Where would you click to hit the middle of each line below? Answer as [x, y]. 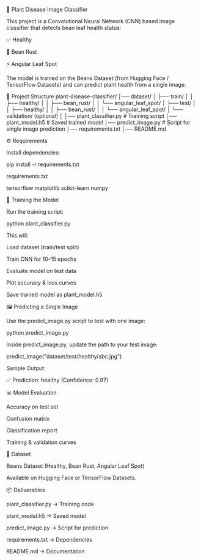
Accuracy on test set [32, 407]
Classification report [32, 430]
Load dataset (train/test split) [43, 247]
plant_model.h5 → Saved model [46, 516]
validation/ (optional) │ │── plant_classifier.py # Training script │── [92, 116]
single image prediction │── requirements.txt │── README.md [86, 129]
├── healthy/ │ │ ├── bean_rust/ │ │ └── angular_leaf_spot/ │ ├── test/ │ [101, 103]
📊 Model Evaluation [31, 393]
